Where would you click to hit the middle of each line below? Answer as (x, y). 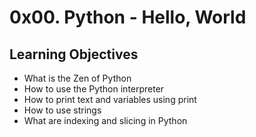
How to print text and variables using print (110, 99)
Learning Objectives (74, 54)
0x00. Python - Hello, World (128, 17)
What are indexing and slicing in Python (105, 120)
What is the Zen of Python (77, 78)
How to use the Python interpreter (94, 89)
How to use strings (62, 110)
